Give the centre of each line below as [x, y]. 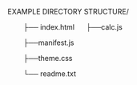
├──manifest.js [48, 42]
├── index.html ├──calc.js [73, 27]
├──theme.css [48, 58]
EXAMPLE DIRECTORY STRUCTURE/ [68, 12]
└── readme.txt [50, 74]
